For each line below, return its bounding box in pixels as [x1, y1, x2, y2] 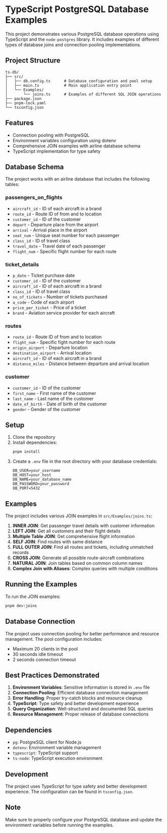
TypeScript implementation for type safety [12, 148, 101, 154]
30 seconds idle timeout [12, 651, 63, 657]
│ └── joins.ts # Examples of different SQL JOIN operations [5, 92, 161, 97]
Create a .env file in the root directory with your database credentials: [12, 458, 157, 464]
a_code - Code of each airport [12, 299, 75, 305]
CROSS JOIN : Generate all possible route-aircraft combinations [12, 555, 144, 561]
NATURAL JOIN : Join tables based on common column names [12, 560, 143, 566]
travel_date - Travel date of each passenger [12, 243, 106, 249]
